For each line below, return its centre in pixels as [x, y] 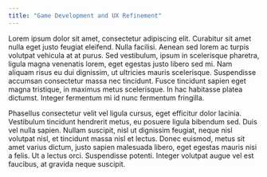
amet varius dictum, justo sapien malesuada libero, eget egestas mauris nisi [133, 147]
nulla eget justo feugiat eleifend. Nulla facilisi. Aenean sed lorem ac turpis [129, 47]
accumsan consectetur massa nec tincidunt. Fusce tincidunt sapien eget [128, 81]
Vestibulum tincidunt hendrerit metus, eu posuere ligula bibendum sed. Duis [133, 121]
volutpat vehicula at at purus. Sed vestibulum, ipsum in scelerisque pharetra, [134, 55]
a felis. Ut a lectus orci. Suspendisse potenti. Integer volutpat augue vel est [131, 155]
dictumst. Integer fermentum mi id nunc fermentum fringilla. [106, 97]
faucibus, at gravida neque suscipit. [67, 163]
